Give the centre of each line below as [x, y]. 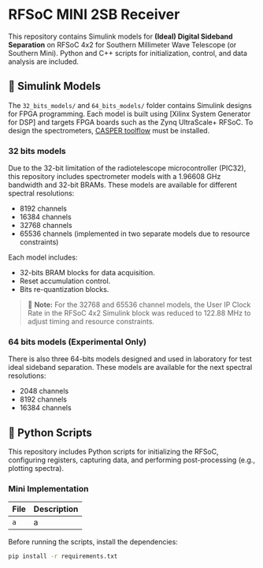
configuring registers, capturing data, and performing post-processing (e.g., [132, 460]
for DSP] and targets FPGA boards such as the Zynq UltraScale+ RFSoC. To [131, 122]
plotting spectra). [36, 469]
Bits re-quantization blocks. [64, 290]
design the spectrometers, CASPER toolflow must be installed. [109, 130]
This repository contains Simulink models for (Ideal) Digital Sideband [121, 36]
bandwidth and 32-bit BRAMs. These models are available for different [123, 185]
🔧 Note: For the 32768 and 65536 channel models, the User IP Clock [139, 305]
